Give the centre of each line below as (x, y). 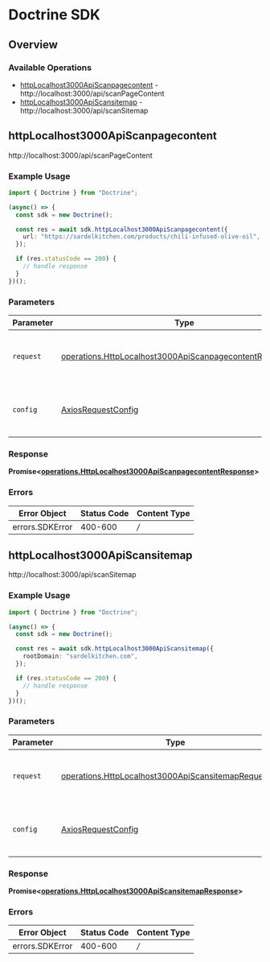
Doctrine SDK (54, 15)
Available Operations (50, 68)
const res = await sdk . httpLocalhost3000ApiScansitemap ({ (115, 649)
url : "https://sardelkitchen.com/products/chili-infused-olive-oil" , (142, 237)
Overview (33, 45)
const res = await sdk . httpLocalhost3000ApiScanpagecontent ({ (122, 229)
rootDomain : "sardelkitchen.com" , (80, 656)
